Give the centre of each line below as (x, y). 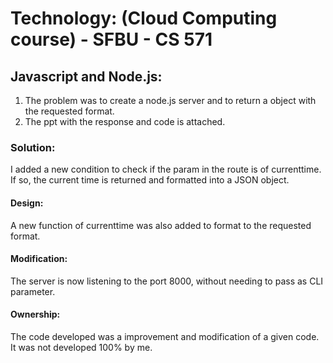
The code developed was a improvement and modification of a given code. (165, 336)
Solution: (33, 147)
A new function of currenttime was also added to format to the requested (161, 225)
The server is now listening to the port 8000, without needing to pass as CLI (167, 281)
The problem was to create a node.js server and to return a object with (170, 100)
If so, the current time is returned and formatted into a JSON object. (150, 180)
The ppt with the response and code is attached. (125, 121)
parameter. (33, 291)
